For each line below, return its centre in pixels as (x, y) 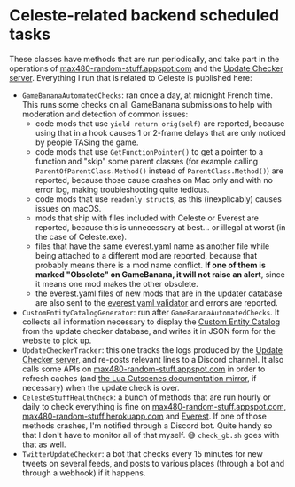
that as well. (44, 444)
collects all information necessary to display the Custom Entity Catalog (151, 322)
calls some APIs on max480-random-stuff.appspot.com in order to (144, 369)
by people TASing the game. (87, 142)
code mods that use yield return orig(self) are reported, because (160, 123)
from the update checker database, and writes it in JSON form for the (149, 331)
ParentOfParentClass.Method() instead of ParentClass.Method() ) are (159, 171)
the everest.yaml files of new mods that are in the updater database (159, 293)
